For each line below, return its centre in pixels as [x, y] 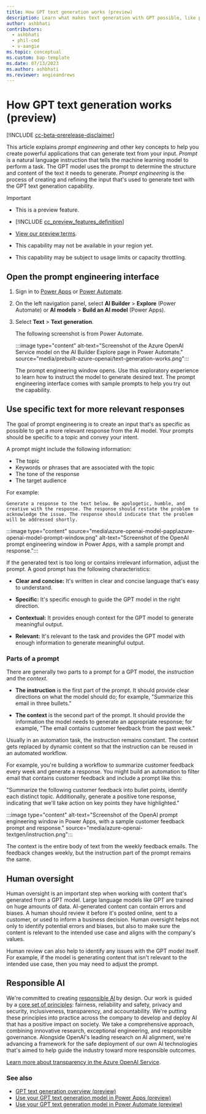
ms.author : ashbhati [33, 69]
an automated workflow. [37, 753]
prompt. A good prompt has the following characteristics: [78, 569]
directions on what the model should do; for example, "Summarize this [104, 697]
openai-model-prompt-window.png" [52, 537]
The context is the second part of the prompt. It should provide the [100, 715]
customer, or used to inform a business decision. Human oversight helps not [103, 919]
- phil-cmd [26, 40]
